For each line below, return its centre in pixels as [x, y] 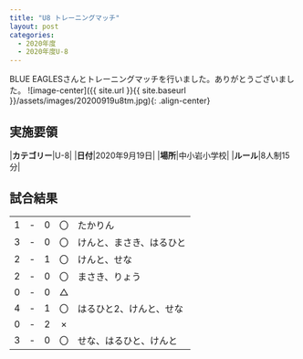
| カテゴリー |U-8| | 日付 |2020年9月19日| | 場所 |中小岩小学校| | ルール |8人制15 [150, 155]
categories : [32, 35]
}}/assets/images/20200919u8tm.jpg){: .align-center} [110, 100]
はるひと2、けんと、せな [131, 309]
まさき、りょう [109, 277]
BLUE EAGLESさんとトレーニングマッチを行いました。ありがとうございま [148, 79]
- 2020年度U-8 [43, 52]
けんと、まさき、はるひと [132, 242]
